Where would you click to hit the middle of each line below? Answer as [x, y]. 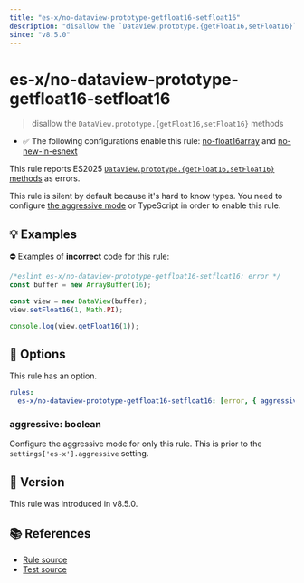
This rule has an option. [53, 376]
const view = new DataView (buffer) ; [78, 301]
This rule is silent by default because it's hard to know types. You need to [146, 196]
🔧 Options [38, 354]
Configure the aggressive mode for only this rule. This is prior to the [136, 444]
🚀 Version [37, 482]
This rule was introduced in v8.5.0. [74, 504]
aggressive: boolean [55, 424]
